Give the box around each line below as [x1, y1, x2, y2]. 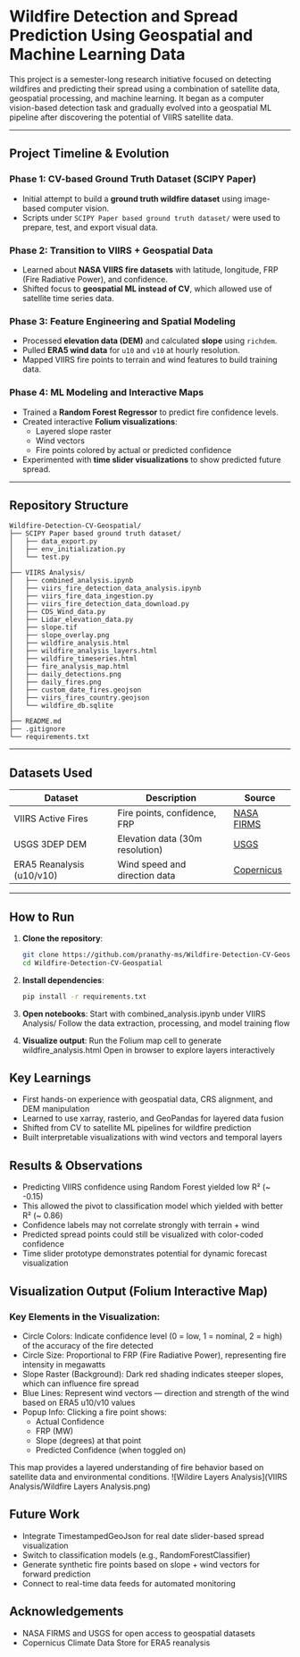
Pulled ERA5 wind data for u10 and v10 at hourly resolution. [21, 345, 240, 356]
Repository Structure [9, 498, 129, 513]
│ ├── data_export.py [9, 537, 98, 546]
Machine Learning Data [9, 45, 186, 64]
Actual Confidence [35, 1416, 104, 1426]
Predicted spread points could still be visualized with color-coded [21, 1229, 263, 1240]
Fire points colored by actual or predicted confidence [35, 444, 232, 455]
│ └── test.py [9, 552, 70, 562]
